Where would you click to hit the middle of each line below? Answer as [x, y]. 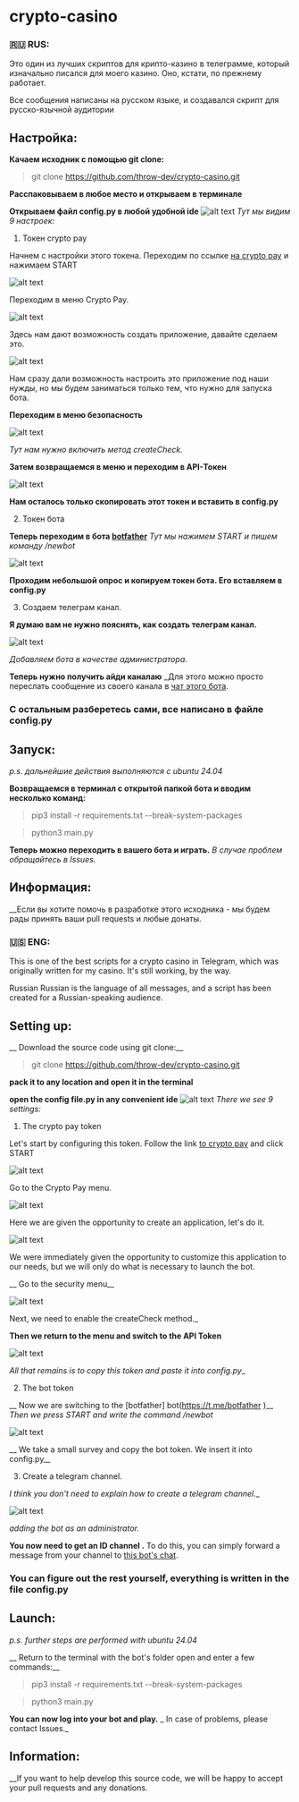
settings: [25, 1109]
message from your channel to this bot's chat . [94, 1555]
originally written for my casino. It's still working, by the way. [120, 971]
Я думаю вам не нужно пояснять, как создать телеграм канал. [133, 625]
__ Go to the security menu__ [62, 1283]
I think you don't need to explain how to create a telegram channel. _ [135, 1493]
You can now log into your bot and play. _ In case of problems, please [139, 1719]
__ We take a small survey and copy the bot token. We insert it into [131, 1449]
